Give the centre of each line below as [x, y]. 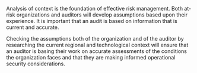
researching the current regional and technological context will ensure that [97, 45]
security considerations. [36, 64]
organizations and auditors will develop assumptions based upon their [102, 15]
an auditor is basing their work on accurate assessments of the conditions [96, 51]
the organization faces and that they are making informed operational [91, 57]
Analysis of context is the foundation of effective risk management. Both [94, 9]
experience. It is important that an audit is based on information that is [92, 21]
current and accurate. [33, 27]
